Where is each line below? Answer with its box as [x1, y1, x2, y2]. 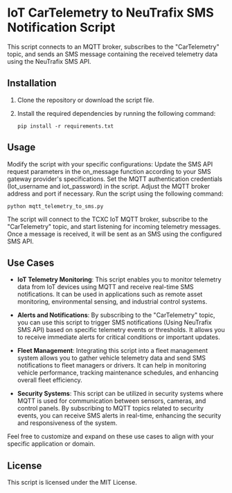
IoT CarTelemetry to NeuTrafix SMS [7, 5, 214, 21]
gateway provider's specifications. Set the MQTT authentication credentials [7, 175, 223, 183]
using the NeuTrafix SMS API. [7, 57, 91, 65]
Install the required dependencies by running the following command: [17, 109, 216, 117]
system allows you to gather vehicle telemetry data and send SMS [17, 354, 206, 362]
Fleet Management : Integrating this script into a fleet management [17, 347, 208, 355]
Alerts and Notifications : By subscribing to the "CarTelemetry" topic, [17, 311, 216, 320]
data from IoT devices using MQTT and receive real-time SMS [17, 283, 194, 291]
